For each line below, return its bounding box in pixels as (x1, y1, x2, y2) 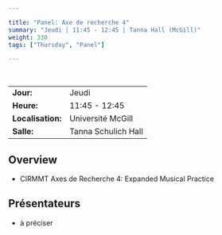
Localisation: (12, 113, 62, 124)
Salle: (12, 126, 34, 137)
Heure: (12, 100, 38, 111)
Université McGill (68, 113, 134, 124)
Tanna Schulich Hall (68, 126, 143, 137)
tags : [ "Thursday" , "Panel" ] (8, 40, 105, 48)
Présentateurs (8, 197, 81, 210)
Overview (8, 152, 58, 167)
